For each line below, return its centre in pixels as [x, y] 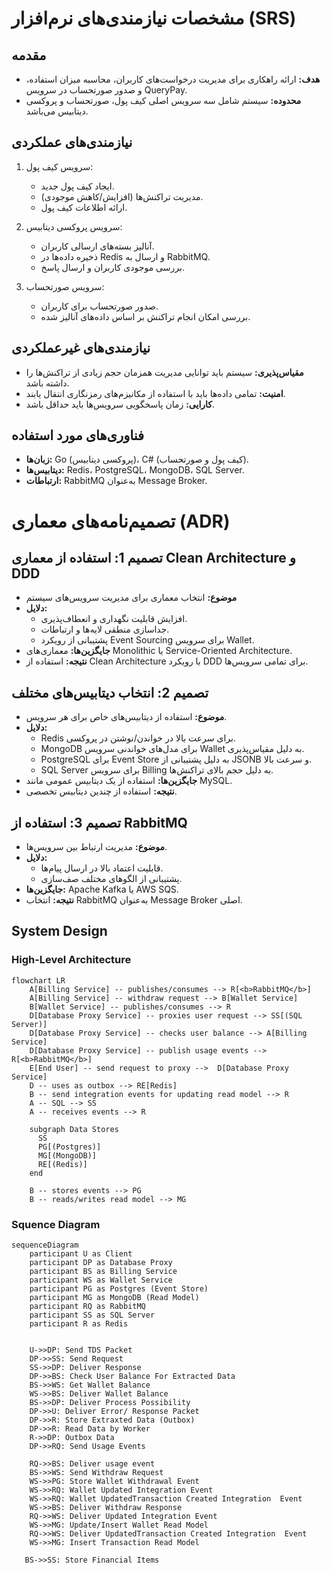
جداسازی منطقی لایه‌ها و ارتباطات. [105, 629]
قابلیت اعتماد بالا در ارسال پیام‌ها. [102, 868]
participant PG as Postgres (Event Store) [119, 1289]
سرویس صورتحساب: [65, 286]
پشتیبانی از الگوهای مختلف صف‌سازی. [111, 879]
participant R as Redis [79, 1324]
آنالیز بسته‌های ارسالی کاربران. [97, 246]
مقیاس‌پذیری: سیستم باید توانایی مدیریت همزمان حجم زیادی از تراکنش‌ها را [164, 372]
